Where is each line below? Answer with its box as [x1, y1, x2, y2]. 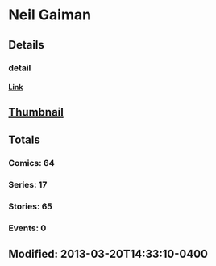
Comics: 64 [8, 157, 55, 168]
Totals [8, 133, 40, 146]
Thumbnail [8, 105, 64, 119]
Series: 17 [8, 179, 48, 190]
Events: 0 [8, 222, 47, 234]
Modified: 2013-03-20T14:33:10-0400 [8, 247, 208, 260]
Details [8, 38, 44, 52]
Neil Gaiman [8, 6, 91, 24]
